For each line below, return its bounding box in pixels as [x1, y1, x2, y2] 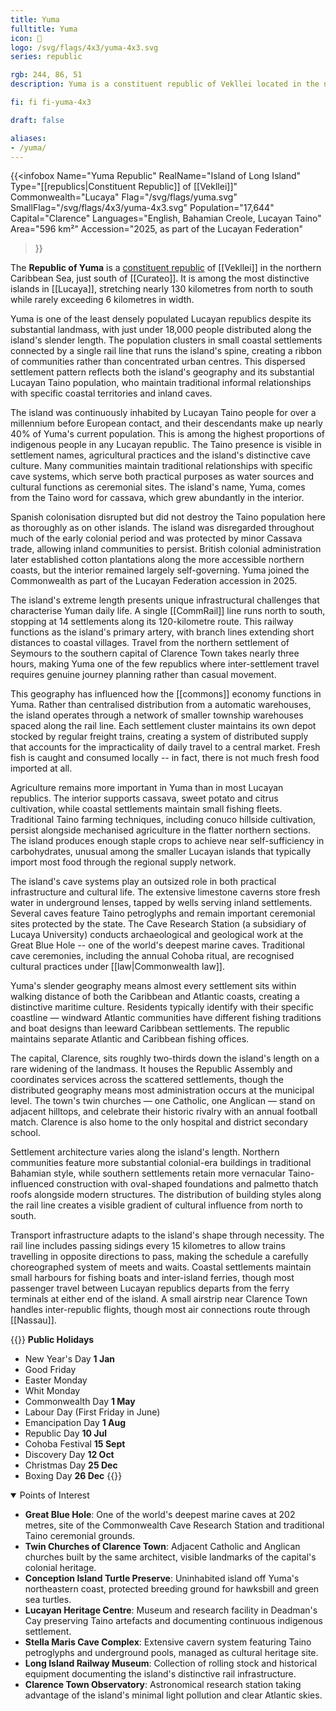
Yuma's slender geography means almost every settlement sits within [10, 980, 297, 992]
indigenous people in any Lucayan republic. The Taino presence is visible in [10, 439, 322, 451]
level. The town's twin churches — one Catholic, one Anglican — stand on [10, 1095, 316, 1107]
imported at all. [10, 762, 73, 775]
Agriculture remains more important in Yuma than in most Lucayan [10, 782, 284, 794]
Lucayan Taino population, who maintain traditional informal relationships [10, 377, 312, 389]
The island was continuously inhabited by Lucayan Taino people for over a [10, 407, 317, 419]
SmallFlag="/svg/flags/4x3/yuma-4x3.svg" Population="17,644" [10, 202, 275, 214]
